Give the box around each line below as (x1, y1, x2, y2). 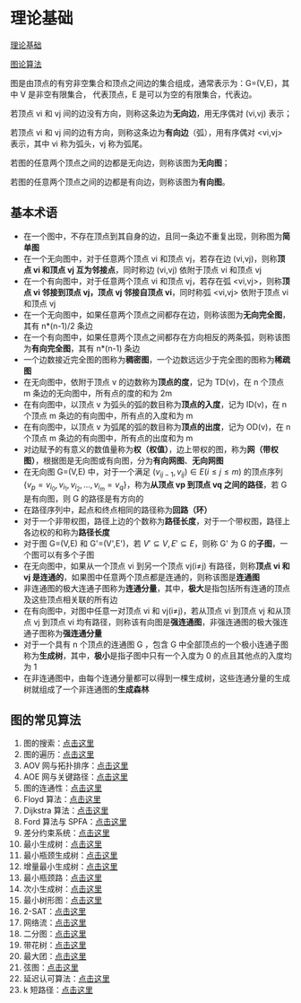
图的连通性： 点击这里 (22, 782, 102, 794)
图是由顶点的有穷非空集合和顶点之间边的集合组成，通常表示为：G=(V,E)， (10, 77, 282, 88)
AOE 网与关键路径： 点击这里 (22, 772, 129, 782)
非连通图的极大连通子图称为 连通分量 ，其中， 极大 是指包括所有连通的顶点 (22, 582, 290, 593)
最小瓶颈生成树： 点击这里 (22, 850, 118, 861)
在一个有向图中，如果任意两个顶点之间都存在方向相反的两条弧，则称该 (22, 331, 283, 342)
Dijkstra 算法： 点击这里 (22, 805, 109, 816)
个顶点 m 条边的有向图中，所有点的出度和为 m (22, 432, 193, 443)
